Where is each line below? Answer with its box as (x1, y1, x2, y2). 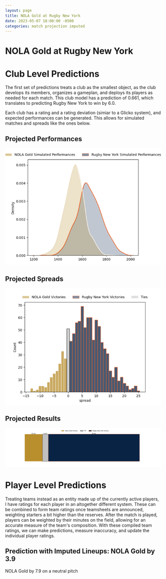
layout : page (5, 8, 32, 13)
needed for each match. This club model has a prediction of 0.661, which (5, 95, 154, 101)
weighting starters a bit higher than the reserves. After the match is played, (5, 512, 158, 518)
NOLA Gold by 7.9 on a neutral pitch (5, 568, 78, 574)
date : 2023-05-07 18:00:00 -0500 (5, 18, 74, 23)
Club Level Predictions (5, 68, 100, 79)
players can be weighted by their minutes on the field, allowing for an (5, 517, 146, 523)
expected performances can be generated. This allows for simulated (5, 115, 145, 121)
